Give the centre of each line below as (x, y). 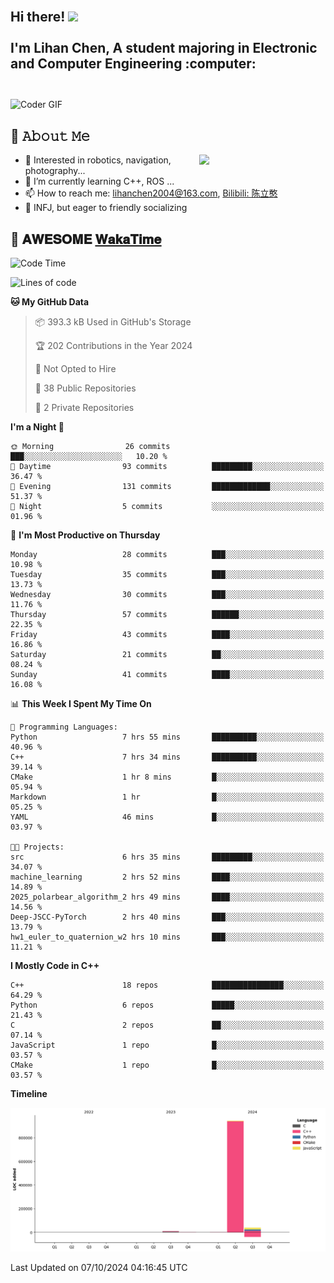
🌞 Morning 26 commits (90, 447)
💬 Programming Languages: (64, 727)
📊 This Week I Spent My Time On (81, 704)
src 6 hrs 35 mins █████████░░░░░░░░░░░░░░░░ (167, 857)
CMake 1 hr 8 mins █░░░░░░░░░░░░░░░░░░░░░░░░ (167, 777)
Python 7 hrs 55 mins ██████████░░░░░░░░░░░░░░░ (167, 737)
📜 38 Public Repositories (85, 388)
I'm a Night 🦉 (37, 427)
